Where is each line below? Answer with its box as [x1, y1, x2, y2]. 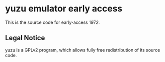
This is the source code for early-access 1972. [5, 19, 100, 25]
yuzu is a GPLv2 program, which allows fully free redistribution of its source [5, 47, 161, 53]
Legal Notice [5, 34, 45, 42]
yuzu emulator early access [5, 3, 123, 14]
